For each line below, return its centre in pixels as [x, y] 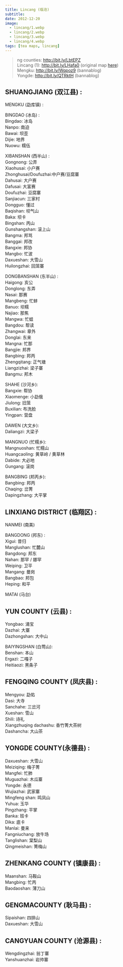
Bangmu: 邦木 [19, 374]
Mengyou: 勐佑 [20, 694]
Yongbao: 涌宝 [19, 624]
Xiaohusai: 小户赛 [23, 168]
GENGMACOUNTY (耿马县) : [48, 905]
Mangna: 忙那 [19, 344]
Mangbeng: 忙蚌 [21, 301]
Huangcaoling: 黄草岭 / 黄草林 [35, 454]
